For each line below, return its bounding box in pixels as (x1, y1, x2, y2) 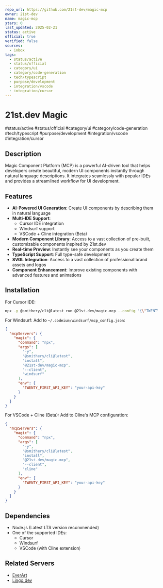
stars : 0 (5, 20, 23, 26)
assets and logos (12, 262, 47, 268)
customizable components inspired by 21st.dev (12, 241, 107, 247)
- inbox (9, 48, 25, 52)
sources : (5, 43, 23, 48)
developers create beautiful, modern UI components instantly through (5, 168, 145, 174)
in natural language (12, 210, 51, 216)
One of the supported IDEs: (12, 530, 67, 536)
